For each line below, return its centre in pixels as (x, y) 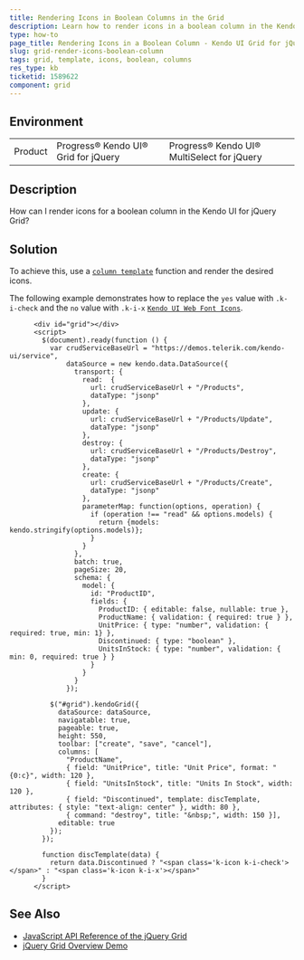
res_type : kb (34, 69)
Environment (47, 122)
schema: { (92, 578)
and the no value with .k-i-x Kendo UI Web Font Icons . (142, 308)
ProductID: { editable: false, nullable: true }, (194, 610)
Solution (33, 249)
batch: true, (99, 562)
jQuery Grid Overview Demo (75, 946)
